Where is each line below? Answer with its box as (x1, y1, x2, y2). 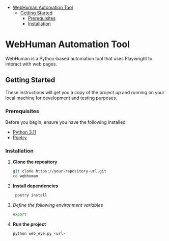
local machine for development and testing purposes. (5, 95, 118, 101)
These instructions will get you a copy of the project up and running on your (5, 89, 164, 95)
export (12, 212, 27, 217)
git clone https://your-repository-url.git (12, 169, 107, 174)
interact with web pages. (5, 61, 58, 67)
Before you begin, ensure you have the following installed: (5, 119, 127, 125)
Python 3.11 (12, 129, 37, 135)
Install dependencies (12, 183, 59, 189)
